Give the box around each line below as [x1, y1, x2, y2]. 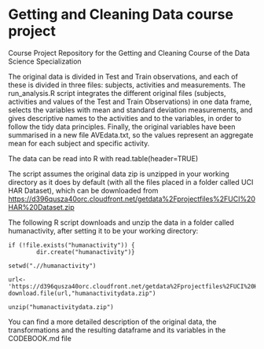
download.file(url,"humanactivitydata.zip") [8, 289, 156, 297]
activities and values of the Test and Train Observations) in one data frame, [8, 97, 252, 106]
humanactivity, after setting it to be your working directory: [8, 226, 199, 235]
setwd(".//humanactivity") [8, 262, 97, 270]
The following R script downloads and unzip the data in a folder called [8, 218, 234, 227]
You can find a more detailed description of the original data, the [8, 317, 217, 326]
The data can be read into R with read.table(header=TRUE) [8, 153, 199, 163]
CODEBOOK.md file [8, 333, 72, 343]
